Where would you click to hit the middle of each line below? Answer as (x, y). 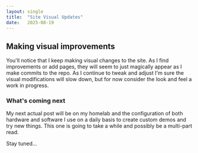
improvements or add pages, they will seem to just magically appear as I (94, 67)
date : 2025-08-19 (30, 22)
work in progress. (27, 85)
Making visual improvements (61, 46)
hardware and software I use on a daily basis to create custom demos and (96, 120)
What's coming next (36, 101)
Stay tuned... (22, 144)
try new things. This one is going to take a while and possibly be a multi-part (99, 126)
